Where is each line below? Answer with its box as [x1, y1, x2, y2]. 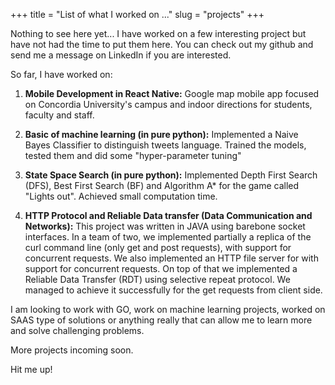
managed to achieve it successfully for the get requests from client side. [24, 284, 323, 296]
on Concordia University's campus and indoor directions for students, [24, 99, 313, 110]
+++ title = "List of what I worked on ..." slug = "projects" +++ [10, 9, 265, 20]
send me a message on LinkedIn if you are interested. [10, 49, 232, 61]
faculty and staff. [24, 109, 95, 121]
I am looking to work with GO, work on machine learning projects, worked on [10, 304, 326, 315]
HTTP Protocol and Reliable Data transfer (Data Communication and [24, 210, 313, 221]
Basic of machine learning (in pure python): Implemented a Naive [24, 129, 299, 140]
